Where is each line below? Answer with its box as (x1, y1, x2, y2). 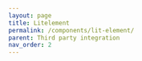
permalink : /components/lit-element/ (8, 26, 135, 34)
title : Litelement (8, 19, 70, 27)
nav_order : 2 (8, 41, 52, 49)
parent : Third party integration (8, 33, 120, 42)
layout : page (8, 11, 52, 20)
